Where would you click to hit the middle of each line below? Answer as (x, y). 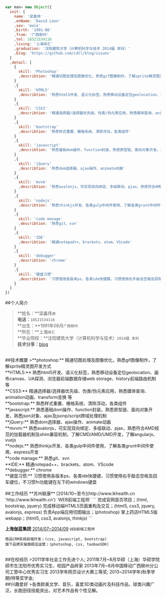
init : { (18, 12)
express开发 (26, 452)
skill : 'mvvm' (33, 182)
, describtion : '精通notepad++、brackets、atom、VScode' (75, 242)
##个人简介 (17, 303)
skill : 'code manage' (41, 219)
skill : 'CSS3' (33, 109)
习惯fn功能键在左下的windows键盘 (62, 482)
